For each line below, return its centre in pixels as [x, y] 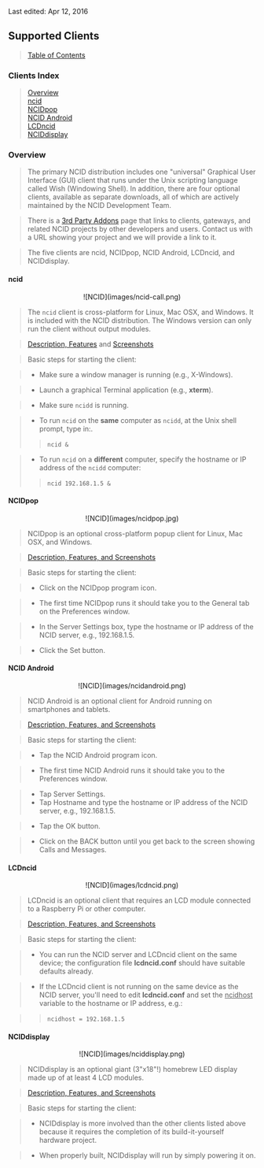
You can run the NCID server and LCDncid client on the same [138, 955]
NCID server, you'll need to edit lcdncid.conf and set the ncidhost [146, 995]
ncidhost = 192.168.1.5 [86, 1019]
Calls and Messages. [73, 850]
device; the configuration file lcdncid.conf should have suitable [142, 963]
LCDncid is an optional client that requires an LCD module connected [139, 900]
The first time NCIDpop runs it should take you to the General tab [144, 603]
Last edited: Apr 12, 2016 [48, 11]
